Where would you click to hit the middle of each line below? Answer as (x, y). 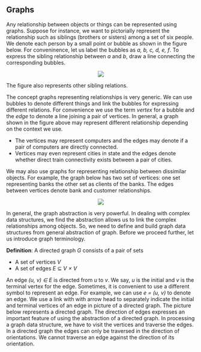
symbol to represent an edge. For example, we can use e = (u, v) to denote (98, 293)
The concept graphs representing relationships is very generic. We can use (99, 97)
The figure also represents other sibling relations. (67, 85)
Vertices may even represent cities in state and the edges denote (95, 153)
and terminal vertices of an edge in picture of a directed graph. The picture (99, 305)
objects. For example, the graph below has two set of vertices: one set (93, 177)
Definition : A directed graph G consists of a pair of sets (75, 250)
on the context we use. (34, 129)
